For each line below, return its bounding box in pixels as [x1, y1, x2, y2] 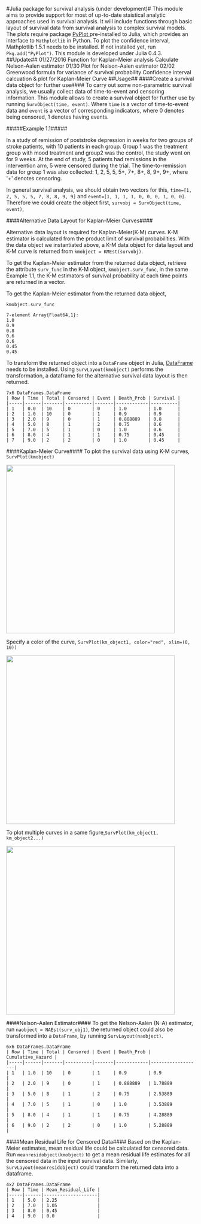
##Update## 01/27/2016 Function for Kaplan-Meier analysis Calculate [6, 56, 178, 63]
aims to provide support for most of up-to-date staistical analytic [6, 11, 166, 19]
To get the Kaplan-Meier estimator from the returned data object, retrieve [6, 259, 187, 266]
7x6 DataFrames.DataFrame [6, 390, 71, 396]
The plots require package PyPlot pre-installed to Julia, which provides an [6, 31, 188, 38]
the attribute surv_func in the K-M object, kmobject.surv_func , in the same [6, 266, 188, 273]
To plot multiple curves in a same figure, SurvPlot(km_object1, [6, 829, 159, 836]
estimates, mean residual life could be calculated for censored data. [22, 1144, 190, 1152]
